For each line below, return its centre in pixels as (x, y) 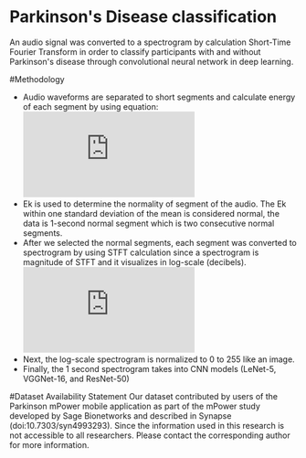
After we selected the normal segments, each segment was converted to (159, 242)
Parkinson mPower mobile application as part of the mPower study (135, 406)
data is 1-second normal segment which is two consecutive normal (148, 223)
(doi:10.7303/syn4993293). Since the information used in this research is (147, 425)
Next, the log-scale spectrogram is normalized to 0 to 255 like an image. (158, 359)
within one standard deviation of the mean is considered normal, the (151, 213)
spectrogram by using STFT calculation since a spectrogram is (141, 252)
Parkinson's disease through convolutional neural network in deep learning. (152, 61)
